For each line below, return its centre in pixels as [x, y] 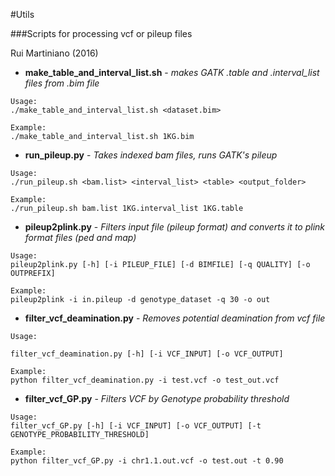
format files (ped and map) [80, 237]
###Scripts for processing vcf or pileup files [101, 33]
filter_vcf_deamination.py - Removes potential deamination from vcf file [175, 318]
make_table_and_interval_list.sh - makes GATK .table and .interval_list [172, 72]
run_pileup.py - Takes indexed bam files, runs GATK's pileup [151, 155]
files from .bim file [62, 83]
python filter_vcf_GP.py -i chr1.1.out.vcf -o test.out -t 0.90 [147, 461]
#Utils [22, 14]
